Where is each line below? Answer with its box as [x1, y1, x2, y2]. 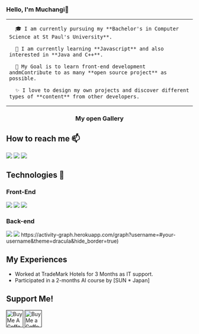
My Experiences [6, 255, 68, 265]
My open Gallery [75, 114, 124, 123]
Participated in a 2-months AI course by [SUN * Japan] [14, 276, 150, 284]
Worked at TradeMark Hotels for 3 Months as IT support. [14, 270, 153, 278]
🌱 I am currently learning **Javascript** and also [15, 46, 164, 52]
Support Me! [6, 294, 53, 304]
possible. [9, 75, 37, 82]
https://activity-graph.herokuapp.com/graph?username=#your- [20, 231, 176, 238]
